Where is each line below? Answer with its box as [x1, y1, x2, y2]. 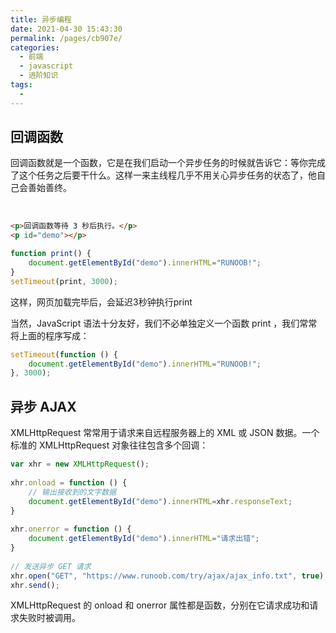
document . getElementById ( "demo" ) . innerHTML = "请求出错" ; [28, 534, 260, 544]
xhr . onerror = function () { [10, 524, 132, 535]
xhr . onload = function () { [10, 477, 128, 488]
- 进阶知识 [19, 71, 59, 81]
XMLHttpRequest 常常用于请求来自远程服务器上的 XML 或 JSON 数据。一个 [10, 427, 320, 439]
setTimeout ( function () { [10, 349, 118, 360]
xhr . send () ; [10, 580, 60, 590]
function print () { [10, 249, 92, 259]
